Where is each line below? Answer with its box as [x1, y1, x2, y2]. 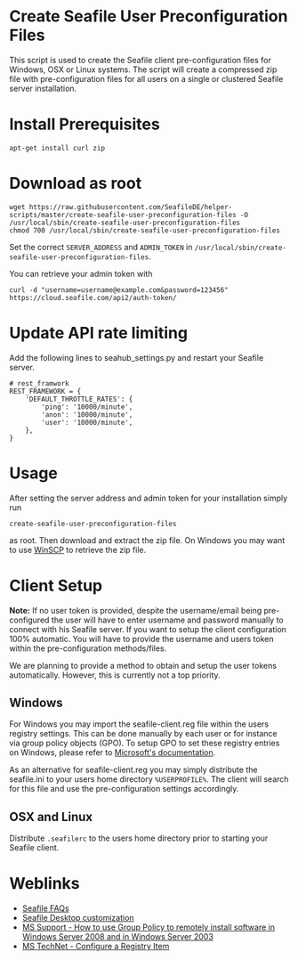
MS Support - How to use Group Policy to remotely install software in [21, 922, 276, 932]
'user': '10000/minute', [41, 418, 133, 427]
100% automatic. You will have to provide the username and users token [9, 633, 274, 644]
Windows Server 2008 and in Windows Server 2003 [21, 932, 213, 942]
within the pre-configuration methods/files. [9, 643, 167, 654]
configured [9, 614, 50, 625]
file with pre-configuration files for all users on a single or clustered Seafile [9, 73, 284, 84]
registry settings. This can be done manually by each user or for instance [9, 728, 278, 739]
